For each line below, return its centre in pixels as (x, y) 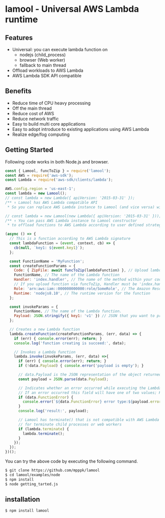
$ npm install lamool (27, 511)
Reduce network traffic (35, 119)
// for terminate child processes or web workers (70, 424)
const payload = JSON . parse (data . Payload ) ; (63, 379)
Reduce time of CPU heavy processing (51, 103)
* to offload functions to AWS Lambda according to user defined (75, 225)
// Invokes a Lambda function (45, 352)
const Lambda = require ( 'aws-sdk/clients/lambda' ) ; (59, 180)
